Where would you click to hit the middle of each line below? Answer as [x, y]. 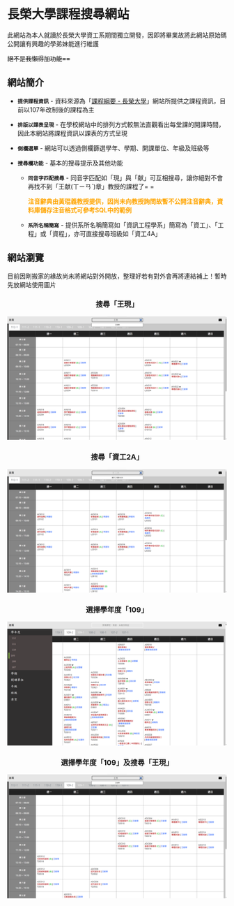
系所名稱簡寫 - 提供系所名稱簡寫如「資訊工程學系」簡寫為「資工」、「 [123, 225]
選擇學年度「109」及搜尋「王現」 [117, 762]
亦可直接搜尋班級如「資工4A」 [117, 233]
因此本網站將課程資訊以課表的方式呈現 [72, 133]
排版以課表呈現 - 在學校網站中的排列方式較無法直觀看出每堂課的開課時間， [121, 124]
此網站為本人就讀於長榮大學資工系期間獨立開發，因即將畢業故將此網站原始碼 [117, 35]
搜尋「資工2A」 [117, 457]
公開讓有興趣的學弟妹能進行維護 [53, 43]
